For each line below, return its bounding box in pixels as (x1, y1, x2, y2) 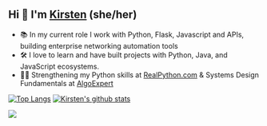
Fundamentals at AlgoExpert (19, 78, 114, 88)
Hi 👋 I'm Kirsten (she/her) (8, 8, 137, 22)
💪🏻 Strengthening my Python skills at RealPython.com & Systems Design (19, 69, 260, 80)
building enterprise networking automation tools (19, 41, 178, 50)
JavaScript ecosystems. (19, 61, 100, 71)
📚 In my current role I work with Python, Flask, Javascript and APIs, (19, 30, 245, 39)
